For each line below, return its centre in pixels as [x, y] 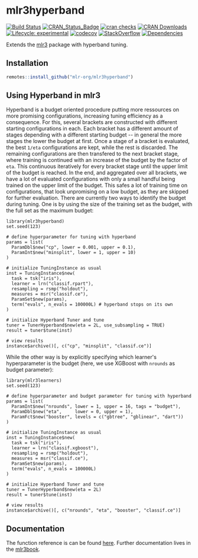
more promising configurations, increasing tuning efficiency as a [85, 116]
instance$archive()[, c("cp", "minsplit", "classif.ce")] [79, 346]
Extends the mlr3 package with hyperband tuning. [67, 45]
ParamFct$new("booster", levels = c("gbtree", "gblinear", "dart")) [98, 417]
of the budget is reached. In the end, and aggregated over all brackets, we [97, 173]
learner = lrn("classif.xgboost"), [55, 448]
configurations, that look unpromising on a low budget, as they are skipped [98, 192]
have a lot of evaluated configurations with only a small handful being [91, 179]
